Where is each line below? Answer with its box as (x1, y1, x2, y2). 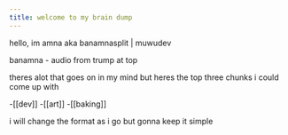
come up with (9, 81, 59, 91)
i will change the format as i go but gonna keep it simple (9, 115, 214, 126)
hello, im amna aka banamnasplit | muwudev (9, 37, 172, 48)
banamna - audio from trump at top (9, 54, 138, 65)
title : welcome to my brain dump (9, 12, 133, 22)
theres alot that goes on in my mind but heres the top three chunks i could (9, 72, 279, 83)
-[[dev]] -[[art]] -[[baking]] (9, 99, 107, 109)
